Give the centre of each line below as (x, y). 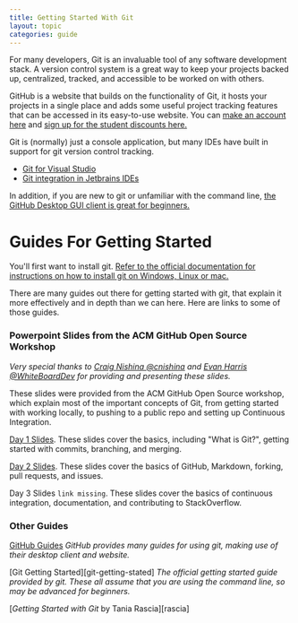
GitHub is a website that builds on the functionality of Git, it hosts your (138, 96)
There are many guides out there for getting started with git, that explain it (145, 293)
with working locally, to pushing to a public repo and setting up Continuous (147, 412)
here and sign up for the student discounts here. (98, 125)
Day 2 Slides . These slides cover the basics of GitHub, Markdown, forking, (146, 466)
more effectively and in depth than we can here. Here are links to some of (145, 303)
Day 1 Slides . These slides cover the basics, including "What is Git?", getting (149, 439)
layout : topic (36, 26)
